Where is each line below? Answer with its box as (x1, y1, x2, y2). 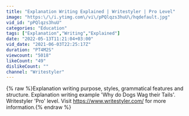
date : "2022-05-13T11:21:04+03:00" (6, 36, 94, 42)
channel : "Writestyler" (6, 69, 65, 75)
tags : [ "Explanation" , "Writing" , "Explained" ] (6, 31, 120, 37)
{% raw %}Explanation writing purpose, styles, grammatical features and (6, 85, 184, 92)
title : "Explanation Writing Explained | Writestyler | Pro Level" (6, 8, 176, 15)
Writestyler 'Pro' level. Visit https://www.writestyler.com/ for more (6, 98, 167, 105)
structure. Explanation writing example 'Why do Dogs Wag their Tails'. (6, 91, 176, 98)
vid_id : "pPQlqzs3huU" (6, 19, 62, 25)
